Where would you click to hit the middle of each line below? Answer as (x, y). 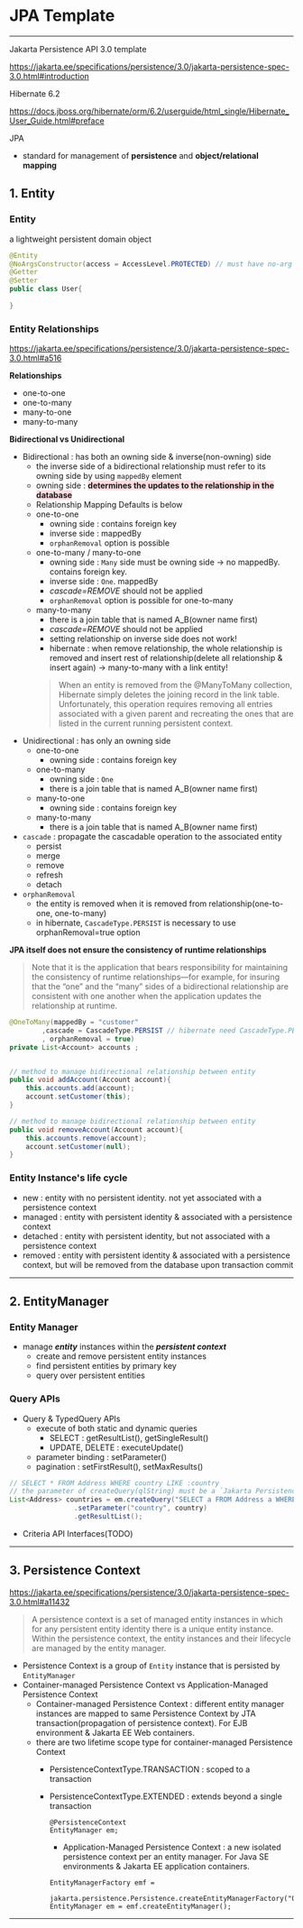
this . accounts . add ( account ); (80, 1088)
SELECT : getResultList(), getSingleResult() (129, 1437)
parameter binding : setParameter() (101, 1456)
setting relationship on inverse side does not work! (143, 639)
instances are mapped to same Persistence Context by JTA (146, 1713)
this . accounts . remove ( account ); (86, 1138)
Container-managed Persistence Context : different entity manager (160, 1703)
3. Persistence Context (75, 1570)
